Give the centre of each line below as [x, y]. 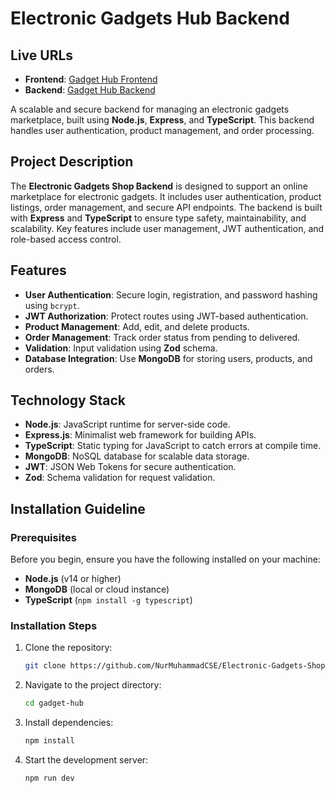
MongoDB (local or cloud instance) [97, 589]
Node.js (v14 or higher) [73, 579]
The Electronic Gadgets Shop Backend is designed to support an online [159, 186]
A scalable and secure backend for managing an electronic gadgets [150, 109]
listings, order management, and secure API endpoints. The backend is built [166, 207]
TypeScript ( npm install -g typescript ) [108, 600]
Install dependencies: [69, 723]
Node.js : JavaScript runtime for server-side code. [127, 424]
